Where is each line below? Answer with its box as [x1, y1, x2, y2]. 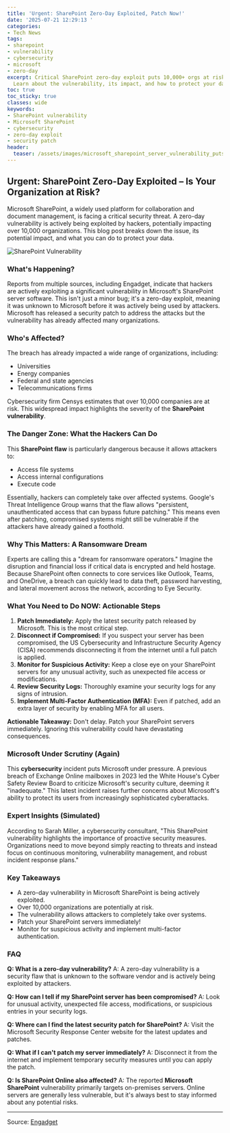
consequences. [7, 732, 51, 741]
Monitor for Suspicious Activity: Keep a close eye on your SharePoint [16, 660, 216, 669]
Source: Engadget [7, 1118, 58, 1126]
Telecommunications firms [16, 384, 92, 392]
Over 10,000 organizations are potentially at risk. [16, 903, 154, 911]
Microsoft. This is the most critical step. [16, 624, 129, 632]
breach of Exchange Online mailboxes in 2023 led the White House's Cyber [7, 772, 220, 780]
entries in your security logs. [7, 1007, 88, 1016]
